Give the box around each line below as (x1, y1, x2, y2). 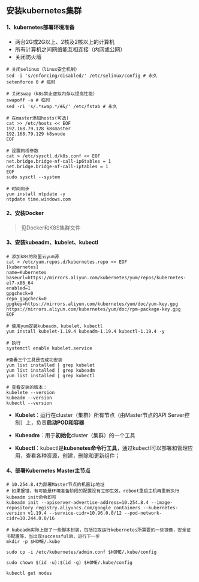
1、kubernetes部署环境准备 (6, 23, 75, 31)
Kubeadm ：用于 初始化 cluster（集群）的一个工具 (14, 432, 136, 438)
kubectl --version (6, 400, 52, 406)
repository (6, 505, 34, 511)
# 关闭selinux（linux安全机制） (6, 66, 80, 72)
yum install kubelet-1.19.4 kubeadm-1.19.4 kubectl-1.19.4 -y (6, 329, 165, 335)
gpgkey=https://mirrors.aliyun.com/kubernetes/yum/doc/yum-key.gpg (6, 301, 179, 307)
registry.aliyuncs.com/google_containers (35, 505, 141, 511)
